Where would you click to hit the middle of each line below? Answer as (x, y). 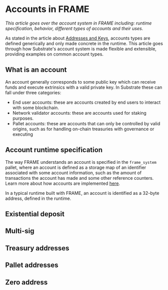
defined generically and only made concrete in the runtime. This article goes (84, 43)
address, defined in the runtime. (38, 198)
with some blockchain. (36, 107)
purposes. (23, 118)
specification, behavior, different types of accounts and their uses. (74, 28)
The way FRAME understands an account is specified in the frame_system (81, 162)
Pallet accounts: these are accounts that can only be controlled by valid (86, 123)
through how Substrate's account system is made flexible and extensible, (81, 49)
